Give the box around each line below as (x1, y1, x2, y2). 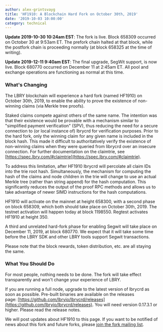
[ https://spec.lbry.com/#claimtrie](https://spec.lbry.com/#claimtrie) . (5, 154, 142, 160)
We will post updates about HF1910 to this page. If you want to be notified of (5, 316, 158, 322)
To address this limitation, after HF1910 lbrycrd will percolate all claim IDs (5, 163, 151, 169)
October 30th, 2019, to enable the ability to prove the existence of (5, 98, 137, 104)
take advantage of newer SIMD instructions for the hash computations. (5, 189, 147, 195)
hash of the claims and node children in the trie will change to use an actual (5, 173, 157, 179)
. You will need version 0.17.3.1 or (92, 301, 158, 307)
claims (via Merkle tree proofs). (21, 103, 85, 109)
